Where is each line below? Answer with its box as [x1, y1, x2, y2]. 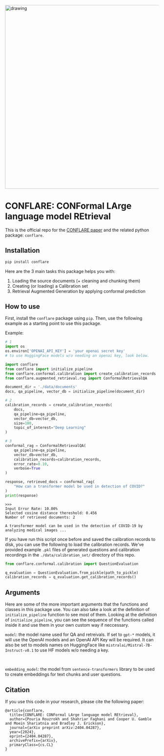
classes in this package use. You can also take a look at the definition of [5, 607, 150, 612]
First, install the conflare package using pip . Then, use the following [5, 316, 143, 321]
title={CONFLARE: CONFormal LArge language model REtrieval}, [9, 712, 139, 717]
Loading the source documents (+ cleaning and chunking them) [12, 278, 141, 284]
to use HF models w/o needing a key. [35, 647, 109, 653]
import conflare [5, 362, 38, 367]
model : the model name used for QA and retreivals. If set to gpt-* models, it [5, 632, 155, 637]
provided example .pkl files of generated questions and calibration [5, 546, 140, 553]
